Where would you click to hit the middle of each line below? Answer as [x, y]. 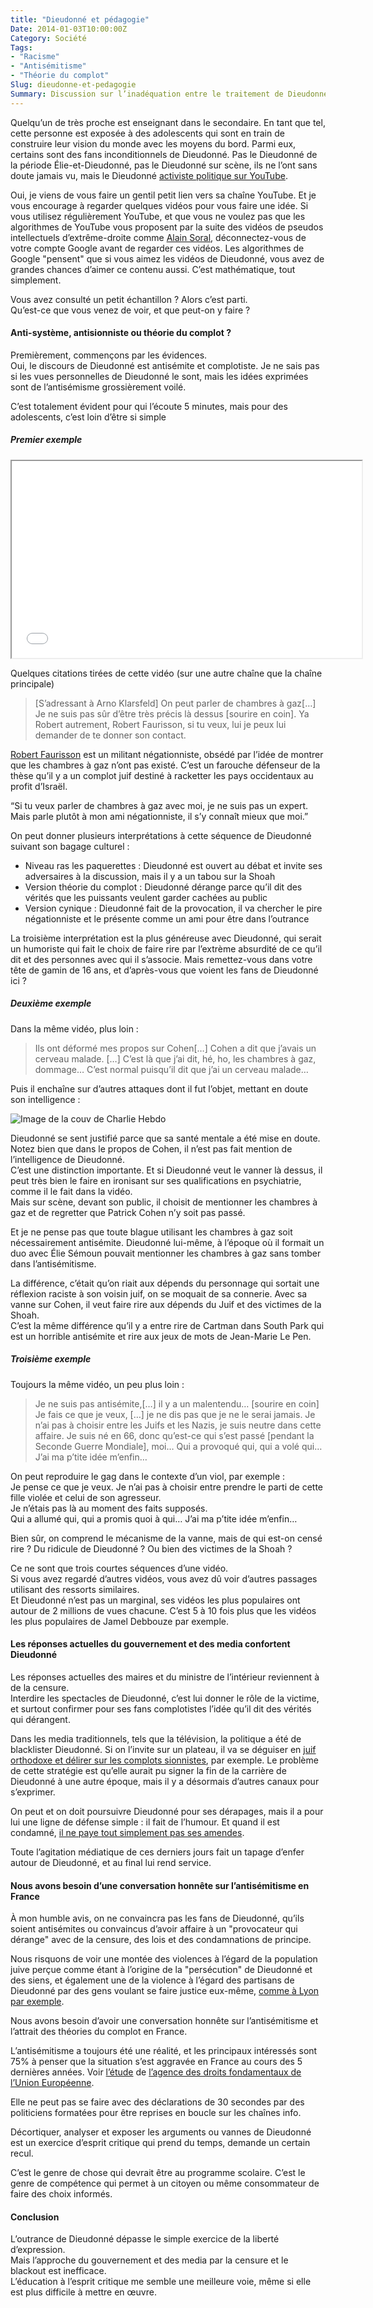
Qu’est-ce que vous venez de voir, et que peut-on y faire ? [130, 310]
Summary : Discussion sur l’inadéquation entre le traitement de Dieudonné [169, 94]
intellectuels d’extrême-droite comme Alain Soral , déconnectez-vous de [158, 237]
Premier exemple [46, 440]
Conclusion [35, 2217]
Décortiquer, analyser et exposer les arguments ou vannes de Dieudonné [161, 2132]
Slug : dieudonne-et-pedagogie [73, 85]
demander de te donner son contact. [110, 735]
